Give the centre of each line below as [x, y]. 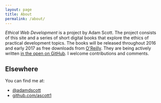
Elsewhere [22, 69]
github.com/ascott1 [32, 96]
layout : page [19, 10]
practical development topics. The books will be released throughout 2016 [81, 43]
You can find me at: [25, 81]
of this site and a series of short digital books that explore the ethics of [77, 38]
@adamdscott [26, 90]
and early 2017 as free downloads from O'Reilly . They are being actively [78, 48]
